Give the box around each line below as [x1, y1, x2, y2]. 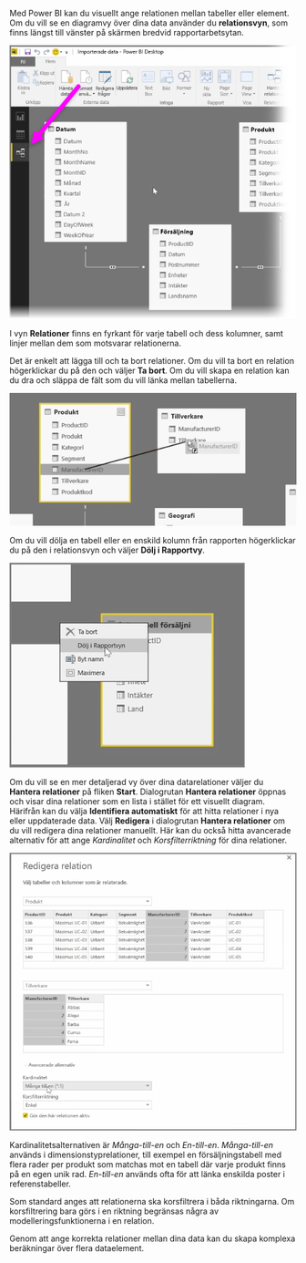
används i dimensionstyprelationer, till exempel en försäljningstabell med [9, 1149, 282, 1160]
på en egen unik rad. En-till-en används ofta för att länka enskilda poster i [9, 1168, 285, 1179]
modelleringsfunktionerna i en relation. [9, 1215, 155, 1226]
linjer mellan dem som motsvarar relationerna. [9, 337, 182, 349]
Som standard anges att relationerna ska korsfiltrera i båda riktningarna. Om [9, 1196, 295, 1206]
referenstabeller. [9, 1178, 71, 1189]
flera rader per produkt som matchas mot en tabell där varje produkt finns [9, 1158, 287, 1170]
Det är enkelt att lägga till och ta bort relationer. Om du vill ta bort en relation [9, 356, 295, 367]
